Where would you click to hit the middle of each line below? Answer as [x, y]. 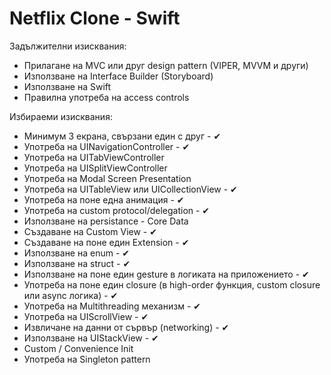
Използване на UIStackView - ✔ [91, 338]
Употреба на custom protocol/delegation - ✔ [117, 210]
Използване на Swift [67, 86]
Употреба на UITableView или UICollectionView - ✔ [130, 189]
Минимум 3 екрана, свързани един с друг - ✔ [122, 136]
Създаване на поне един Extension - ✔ [106, 242]
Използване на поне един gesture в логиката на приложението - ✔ [166, 274]
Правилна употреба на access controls [106, 97]
